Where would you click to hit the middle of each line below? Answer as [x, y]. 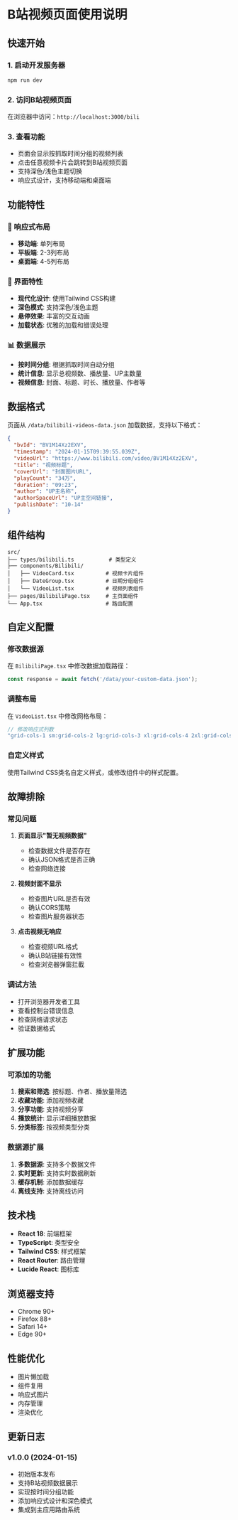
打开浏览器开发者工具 [49, 1001]
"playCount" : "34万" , [45, 478]
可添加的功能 [29, 1074]
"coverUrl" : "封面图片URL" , [53, 471]
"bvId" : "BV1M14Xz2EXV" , [50, 445]
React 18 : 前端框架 [45, 1233]
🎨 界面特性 [25, 282]
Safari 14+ [33, 1327]
